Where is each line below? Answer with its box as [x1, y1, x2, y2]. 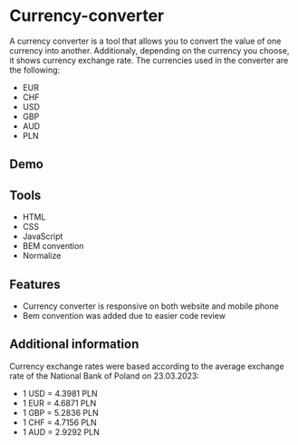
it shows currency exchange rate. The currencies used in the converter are [9, 54, 289, 65]
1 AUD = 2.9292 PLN [22, 426, 100, 437]
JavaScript [22, 231, 63, 242]
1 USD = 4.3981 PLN [22, 388, 98, 399]
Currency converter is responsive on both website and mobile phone [22, 301, 279, 311]
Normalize [22, 251, 62, 262]
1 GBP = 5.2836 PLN [22, 407, 99, 418]
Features [9, 276, 61, 292]
